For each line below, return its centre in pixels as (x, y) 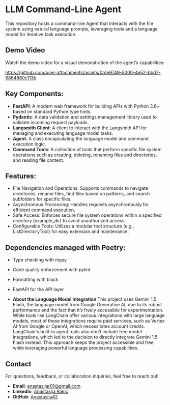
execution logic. (29, 144)
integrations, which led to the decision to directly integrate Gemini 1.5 (85, 337)
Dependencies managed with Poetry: (65, 248)
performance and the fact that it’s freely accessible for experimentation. (88, 310)
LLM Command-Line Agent (63, 9)
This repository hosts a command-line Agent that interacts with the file (79, 23)
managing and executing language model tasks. (63, 133)
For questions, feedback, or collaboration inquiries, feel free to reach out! (82, 376)
